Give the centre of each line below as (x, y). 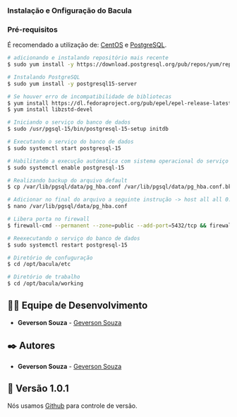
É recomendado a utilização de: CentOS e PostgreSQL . (87, 45)
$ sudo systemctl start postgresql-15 (64, 148)
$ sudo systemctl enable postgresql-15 (66, 168)
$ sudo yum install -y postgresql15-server (72, 83)
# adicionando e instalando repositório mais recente (88, 58)
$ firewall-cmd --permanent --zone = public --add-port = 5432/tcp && (107, 225)
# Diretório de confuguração (50, 258)
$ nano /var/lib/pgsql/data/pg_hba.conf (68, 206)
